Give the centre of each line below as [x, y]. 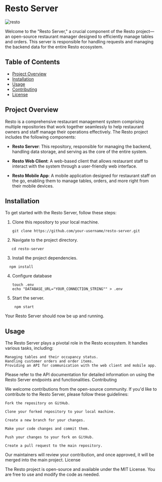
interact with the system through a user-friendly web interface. [74, 166]
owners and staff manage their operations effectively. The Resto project [77, 132]
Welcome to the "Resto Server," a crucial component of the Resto [70, 31]
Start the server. [28, 298]
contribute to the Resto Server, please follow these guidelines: [67, 395]
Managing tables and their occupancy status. [52, 357]
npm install [22, 267]
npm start [24, 307]
